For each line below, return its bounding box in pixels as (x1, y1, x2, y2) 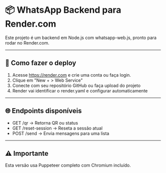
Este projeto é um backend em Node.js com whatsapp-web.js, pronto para (5, 35, 157, 41)
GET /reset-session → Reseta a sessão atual (12, 125, 103, 131)
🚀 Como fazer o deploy (5, 59, 77, 67)
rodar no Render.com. (5, 40, 49, 45)
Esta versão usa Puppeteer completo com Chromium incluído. (5, 162, 131, 169)
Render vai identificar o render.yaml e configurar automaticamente (12, 87, 148, 93)
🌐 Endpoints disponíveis (5, 107, 82, 115)
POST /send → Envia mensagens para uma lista (12, 130, 110, 136)
